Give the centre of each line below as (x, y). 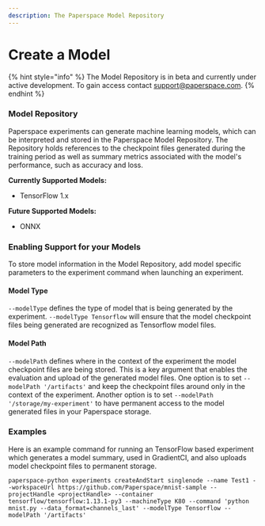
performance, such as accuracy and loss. (76, 165)
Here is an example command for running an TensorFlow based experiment (131, 449)
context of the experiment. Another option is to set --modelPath (111, 394)
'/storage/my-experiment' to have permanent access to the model (116, 403)
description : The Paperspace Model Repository (86, 15)
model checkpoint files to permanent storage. (82, 466)
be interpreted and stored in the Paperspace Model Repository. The (118, 139)
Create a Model (59, 54)
